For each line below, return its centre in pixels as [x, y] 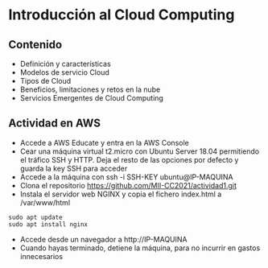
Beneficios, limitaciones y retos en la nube [90, 89]
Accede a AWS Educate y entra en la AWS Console [104, 142]
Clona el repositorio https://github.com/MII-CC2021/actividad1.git [128, 185]
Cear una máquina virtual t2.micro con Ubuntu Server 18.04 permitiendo [140, 151]
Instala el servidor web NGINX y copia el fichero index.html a [121, 194]
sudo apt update [35, 217]
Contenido [35, 45]
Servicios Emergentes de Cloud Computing [91, 98]
